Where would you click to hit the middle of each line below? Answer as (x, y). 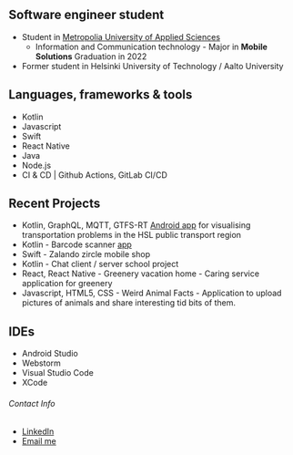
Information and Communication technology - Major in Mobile (151, 47)
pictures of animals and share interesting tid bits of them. (129, 303)
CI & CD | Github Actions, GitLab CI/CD (94, 175)
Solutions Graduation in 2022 (91, 56)
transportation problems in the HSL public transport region (131, 235)
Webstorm (41, 363)
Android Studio (50, 354)
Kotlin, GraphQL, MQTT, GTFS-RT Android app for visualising (136, 225)
